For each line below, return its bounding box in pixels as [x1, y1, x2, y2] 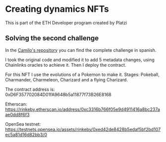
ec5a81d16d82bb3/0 [5, 132, 48, 138]
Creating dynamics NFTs [5, 3, 109, 15]
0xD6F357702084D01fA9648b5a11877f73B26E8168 [5, 91, 111, 97]
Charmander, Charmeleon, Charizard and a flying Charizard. [5, 76, 128, 82]
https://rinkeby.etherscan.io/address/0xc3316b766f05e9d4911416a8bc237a [5, 106, 160, 112]
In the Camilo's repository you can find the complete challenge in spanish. [5, 47, 157, 53]
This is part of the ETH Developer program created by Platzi [5, 20, 127, 26]
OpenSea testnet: [5, 121, 41, 127]
